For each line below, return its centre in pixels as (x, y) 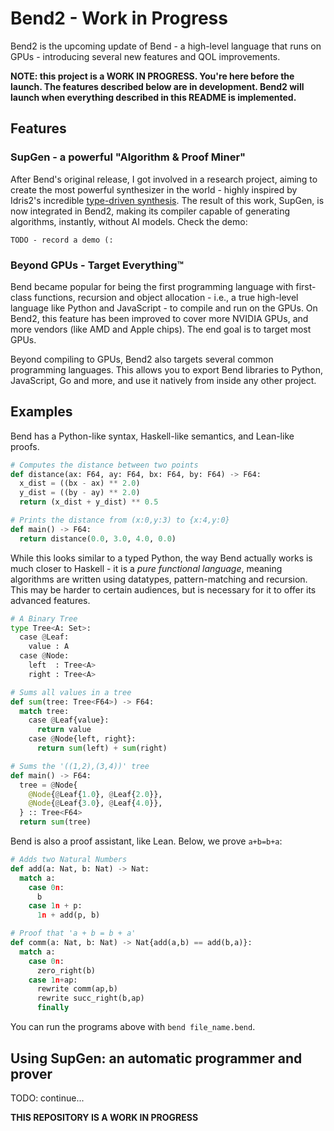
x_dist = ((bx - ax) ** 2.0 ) (80, 483)
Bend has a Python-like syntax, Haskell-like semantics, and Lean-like (152, 436)
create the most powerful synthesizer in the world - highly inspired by (154, 189)
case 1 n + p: (55, 906)
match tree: (44, 711)
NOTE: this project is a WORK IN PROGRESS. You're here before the (152, 76)
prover (31, 1073)
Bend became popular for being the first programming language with (152, 286)
